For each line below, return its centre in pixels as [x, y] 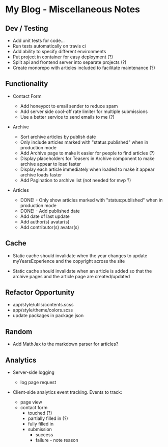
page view [31, 402]
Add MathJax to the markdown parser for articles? [65, 344]
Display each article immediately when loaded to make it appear [87, 169]
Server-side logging [34, 372]
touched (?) [40, 413]
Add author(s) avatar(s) [45, 221]
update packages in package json [48, 316]
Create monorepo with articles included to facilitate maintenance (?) [84, 68]
